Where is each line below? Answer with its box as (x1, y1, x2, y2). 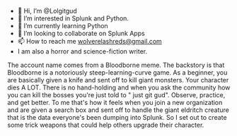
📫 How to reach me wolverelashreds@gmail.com (17, 37, 163, 45)
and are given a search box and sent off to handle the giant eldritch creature (7, 106, 230, 114)
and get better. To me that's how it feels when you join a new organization (7, 99, 223, 106)
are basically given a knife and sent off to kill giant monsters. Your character (7, 76, 229, 84)
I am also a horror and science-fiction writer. (17, 47, 148, 56)
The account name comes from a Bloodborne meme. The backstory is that (7, 61, 225, 69)
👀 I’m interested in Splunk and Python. (17, 14, 129, 23)
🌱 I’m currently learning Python (17, 22, 108, 30)
